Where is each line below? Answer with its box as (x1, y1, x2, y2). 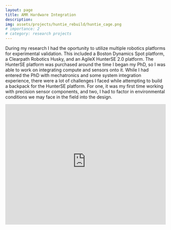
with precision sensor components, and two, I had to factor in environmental (5, 89, 165, 94)
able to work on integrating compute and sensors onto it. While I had (5, 67, 149, 73)
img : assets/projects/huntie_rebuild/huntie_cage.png (5, 21, 122, 27)
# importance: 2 (5, 27, 40, 32)
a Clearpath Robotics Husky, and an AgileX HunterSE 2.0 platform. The (5, 56, 154, 62)
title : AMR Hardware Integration (5, 12, 76, 17)
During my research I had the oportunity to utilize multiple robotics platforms (5, 45, 165, 51)
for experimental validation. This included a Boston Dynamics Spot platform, (5, 50, 165, 57)
